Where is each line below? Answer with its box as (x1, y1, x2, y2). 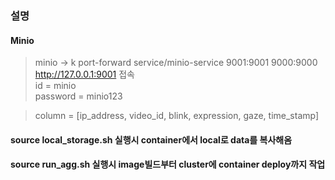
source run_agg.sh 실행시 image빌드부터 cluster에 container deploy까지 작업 (10, 158, 326, 171)
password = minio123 (34, 90, 123, 102)
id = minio (34, 80, 77, 92)
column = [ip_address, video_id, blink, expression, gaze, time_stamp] (34, 110, 320, 122)
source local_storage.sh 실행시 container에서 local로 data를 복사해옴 (10, 133, 293, 146)
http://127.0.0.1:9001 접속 (34, 68, 135, 81)
